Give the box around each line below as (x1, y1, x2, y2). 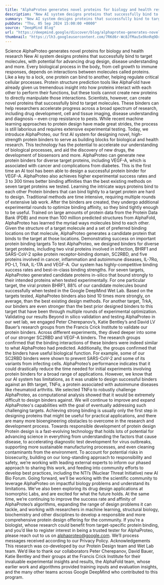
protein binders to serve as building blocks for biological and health (22, 136, 159, 142)
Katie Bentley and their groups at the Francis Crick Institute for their (5, 553, 141, 559)
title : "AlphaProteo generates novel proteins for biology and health (5, 7, 152, 12)
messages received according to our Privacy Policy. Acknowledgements (5, 537, 150, 543)
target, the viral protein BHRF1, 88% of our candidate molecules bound (5, 282, 147, 288)
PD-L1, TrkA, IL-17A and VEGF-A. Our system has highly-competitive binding (5, 261, 158, 267)
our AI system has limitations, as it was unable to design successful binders (5, 376, 157, 382)
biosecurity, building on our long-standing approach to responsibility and (5, 454, 152, 460)
